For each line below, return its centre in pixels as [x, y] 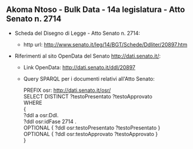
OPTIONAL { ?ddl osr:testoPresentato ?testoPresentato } [92, 128]
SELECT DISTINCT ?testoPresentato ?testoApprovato [88, 96]
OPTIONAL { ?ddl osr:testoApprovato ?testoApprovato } [91, 134]
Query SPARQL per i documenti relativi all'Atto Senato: [89, 78]
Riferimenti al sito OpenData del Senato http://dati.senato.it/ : [87, 56]
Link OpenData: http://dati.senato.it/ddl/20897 [79, 67]
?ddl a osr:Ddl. [41, 115]
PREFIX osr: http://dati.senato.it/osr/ [67, 90]
